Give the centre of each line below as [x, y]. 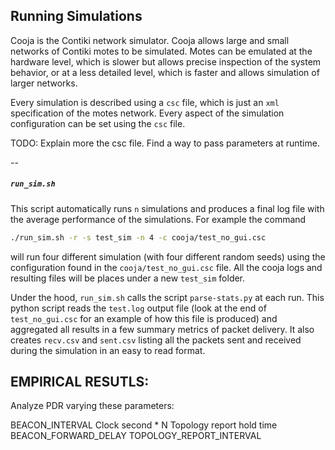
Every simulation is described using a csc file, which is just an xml [145, 102]
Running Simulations [76, 16]
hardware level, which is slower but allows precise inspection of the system [166, 61]
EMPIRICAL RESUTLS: [80, 382]
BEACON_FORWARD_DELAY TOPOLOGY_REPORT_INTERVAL [136, 436]
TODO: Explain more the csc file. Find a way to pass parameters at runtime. [165, 143]
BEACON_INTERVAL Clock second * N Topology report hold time [144, 425]
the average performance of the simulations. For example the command [158, 219]
